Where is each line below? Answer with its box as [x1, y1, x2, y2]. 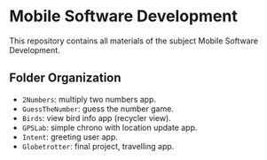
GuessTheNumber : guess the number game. [21, 103, 175, 114]
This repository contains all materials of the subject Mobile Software [9, 35, 259, 46]
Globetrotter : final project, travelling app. [21, 141, 175, 151]
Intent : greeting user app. [21, 131, 118, 142]
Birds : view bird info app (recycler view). [21, 112, 171, 123]
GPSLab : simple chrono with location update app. [21, 122, 198, 133]
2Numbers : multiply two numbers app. [21, 94, 157, 104]
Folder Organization [9, 71, 122, 86]
